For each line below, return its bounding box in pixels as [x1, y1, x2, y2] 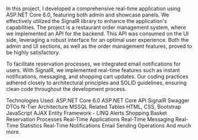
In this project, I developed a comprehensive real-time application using [6, 5, 181, 12]
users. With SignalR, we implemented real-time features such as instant [6, 67, 180, 73]
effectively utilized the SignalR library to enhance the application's [6, 18, 167, 24]
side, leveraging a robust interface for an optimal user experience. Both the [6, 37, 189, 43]
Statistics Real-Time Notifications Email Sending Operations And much [20, 122, 191, 129]
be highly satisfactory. [6, 49, 60, 56]
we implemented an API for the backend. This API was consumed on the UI [6, 30, 189, 37]
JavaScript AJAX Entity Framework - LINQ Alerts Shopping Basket [6, 109, 167, 116]
